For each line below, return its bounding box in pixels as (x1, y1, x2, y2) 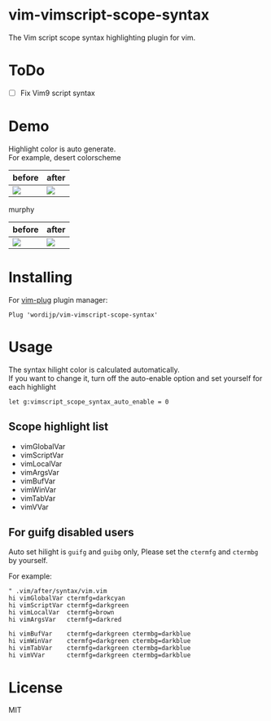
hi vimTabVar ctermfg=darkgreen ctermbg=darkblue (8, 645, 191, 653)
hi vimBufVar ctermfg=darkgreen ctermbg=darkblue (8, 630, 191, 638)
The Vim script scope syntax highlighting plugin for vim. (8, 33, 196, 42)
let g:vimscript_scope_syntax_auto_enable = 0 (8, 397, 169, 406)
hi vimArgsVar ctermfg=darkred (8, 616, 122, 624)
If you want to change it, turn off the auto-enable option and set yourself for (8, 373, 263, 383)
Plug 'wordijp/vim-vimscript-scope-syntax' (8, 311, 159, 319)
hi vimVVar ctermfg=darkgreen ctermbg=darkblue (8, 651, 191, 660)
